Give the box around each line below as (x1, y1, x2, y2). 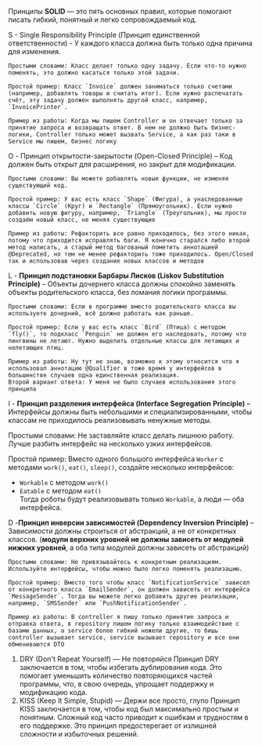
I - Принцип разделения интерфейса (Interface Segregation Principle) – (8, 399, 251, 408)
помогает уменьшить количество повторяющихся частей (19, 671, 213, 680)
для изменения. (8, 47, 61, 56)
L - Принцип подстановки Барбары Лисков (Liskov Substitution (8, 271, 224, 280)
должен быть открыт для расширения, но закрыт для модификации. (8, 160, 236, 169)
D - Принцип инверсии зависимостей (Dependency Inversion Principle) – (8, 518, 254, 527)
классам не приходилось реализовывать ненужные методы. (8, 416, 213, 424)
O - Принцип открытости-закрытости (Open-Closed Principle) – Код (8, 151, 233, 160)
